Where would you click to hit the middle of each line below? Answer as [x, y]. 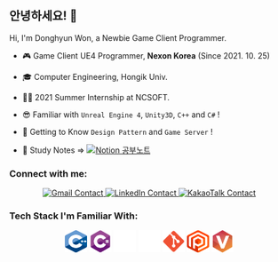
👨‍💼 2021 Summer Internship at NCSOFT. [96, 97]
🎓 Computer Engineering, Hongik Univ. [95, 76]
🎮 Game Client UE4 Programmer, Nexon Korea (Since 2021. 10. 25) [146, 55]
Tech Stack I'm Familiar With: [74, 216]
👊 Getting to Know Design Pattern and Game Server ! [117, 131]
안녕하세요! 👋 [44, 16]
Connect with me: [48, 173]
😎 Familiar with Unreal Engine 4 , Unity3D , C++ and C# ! [121, 115]
